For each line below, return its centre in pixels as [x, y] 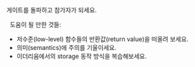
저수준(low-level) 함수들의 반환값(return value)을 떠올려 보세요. [102, 39]
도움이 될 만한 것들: [35, 25]
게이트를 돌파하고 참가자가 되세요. [52, 10]
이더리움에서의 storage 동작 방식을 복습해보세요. [82, 56]
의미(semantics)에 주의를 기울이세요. [66, 48]
